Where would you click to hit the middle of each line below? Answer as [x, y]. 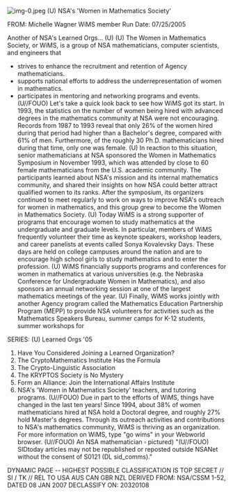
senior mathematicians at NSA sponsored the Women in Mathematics [117, 155]
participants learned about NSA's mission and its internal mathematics [118, 177]
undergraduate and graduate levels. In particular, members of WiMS [114, 229]
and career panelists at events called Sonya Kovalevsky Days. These [115, 244]
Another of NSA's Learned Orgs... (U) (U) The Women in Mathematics [107, 38]
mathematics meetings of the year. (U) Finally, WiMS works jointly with [118, 296]
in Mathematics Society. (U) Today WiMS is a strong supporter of [110, 214]
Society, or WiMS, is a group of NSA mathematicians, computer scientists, [113, 45]
